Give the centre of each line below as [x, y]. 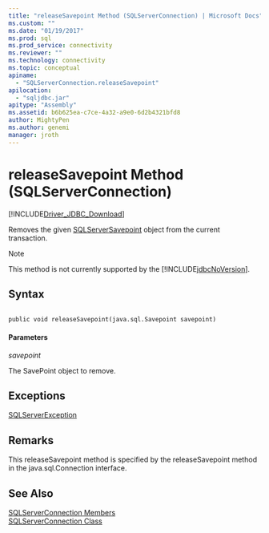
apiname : [23, 75]
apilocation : [30, 90]
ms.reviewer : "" [35, 53]
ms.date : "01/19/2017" [46, 30]
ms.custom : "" [32, 23]
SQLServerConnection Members [62, 513]
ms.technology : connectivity [57, 61]
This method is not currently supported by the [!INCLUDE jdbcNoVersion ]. [129, 269]
